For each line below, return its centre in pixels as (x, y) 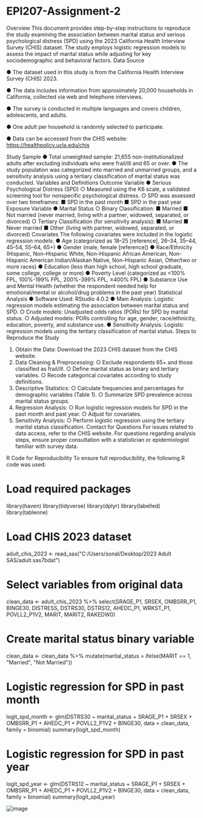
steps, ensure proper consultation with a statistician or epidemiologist (102, 439)
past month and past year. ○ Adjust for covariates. (78, 414)
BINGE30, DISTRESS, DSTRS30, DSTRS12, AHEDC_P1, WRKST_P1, (89, 608)
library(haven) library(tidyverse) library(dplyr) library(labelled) (83, 506)
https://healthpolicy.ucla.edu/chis (48, 145)
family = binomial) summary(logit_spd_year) (61, 797)
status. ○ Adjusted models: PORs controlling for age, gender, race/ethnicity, (101, 318)
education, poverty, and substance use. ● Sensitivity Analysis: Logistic (95, 325)
